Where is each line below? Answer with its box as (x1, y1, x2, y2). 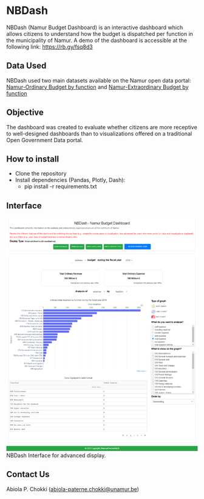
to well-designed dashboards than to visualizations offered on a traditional (6, 130, 192, 137)
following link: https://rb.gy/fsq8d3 (6, 43, 93, 50)
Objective (6, 107, 44, 118)
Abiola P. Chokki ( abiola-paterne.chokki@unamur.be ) (6, 485, 140, 492)
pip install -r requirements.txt (24, 183, 97, 190)
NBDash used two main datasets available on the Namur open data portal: (6, 76, 191, 84)
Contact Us (6, 469, 50, 480)
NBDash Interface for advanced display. (6, 452, 106, 459)
